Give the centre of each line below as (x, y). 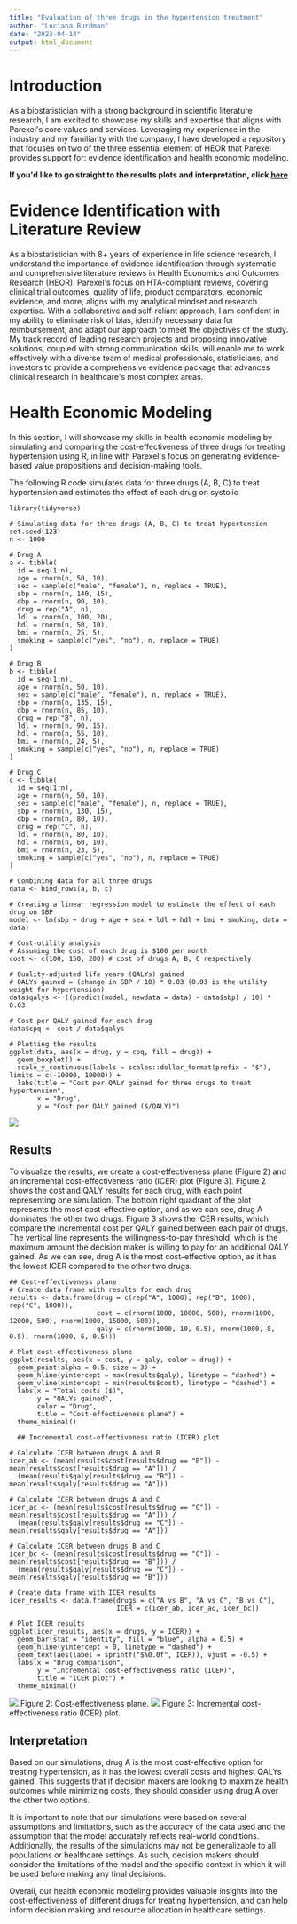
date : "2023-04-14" (45, 34)
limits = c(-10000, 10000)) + (65, 1076)
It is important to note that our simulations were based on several (128, 1817)
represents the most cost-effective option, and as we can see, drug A (136, 1209)
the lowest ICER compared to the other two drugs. (101, 1266)
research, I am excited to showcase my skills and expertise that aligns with (145, 120)
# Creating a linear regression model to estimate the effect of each (142, 905)
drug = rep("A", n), (55, 610)
